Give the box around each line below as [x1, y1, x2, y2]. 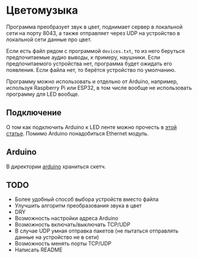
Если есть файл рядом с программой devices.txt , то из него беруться [6, 47, 185, 54]
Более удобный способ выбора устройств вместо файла [14, 196, 159, 203]
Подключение [6, 108, 62, 118]
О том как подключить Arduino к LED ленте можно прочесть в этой [6, 123, 177, 131]
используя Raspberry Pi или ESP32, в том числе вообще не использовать [6, 84, 192, 91]
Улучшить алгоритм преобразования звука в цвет [14, 202, 142, 209]
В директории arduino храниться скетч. [6, 163, 106, 170]
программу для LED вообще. [6, 90, 79, 97]
